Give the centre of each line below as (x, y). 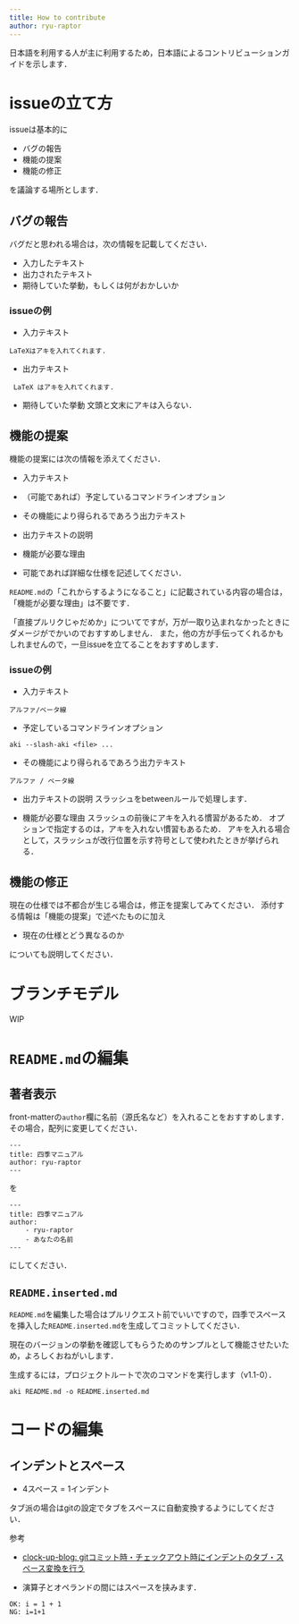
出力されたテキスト (58, 275)
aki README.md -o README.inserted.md (79, 1392)
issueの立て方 (61, 103)
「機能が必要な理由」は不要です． (72, 603)
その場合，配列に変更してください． (76, 1128)
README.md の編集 (69, 1058)
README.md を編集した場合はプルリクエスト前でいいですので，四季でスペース (148, 1314)
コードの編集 (57, 1430)
